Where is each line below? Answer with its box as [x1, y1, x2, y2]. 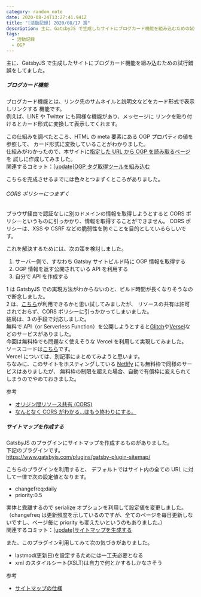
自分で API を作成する [14, 273, 69, 280]
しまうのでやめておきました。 [6, 375, 80, 383]
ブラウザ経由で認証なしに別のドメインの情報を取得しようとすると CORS [6, 210, 185, 217]
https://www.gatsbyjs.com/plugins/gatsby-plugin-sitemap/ [6, 453, 151, 461]
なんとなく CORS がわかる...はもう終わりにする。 [14, 408, 136, 416]
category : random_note [6, 8, 63, 15]
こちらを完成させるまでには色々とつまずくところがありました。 [6, 175, 163, 182]
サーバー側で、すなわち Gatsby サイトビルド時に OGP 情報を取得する [14, 258, 186, 265]
